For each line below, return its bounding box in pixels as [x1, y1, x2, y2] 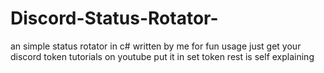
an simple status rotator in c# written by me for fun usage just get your [10, 40, 302, 52]
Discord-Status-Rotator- [10, 7, 219, 30]
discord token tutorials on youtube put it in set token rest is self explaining [10, 50, 315, 62]
